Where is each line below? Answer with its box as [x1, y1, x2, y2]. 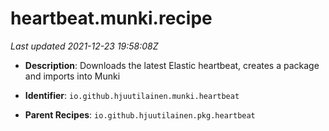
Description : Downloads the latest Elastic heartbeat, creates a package [24, 59, 320, 71]
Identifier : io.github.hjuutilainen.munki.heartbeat [24, 89, 240, 101]
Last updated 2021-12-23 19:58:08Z [10, 40, 159, 52]
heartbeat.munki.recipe [10, 7, 213, 30]
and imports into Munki [24, 70, 121, 82]
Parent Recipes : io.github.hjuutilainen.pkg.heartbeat [24, 108, 256, 121]
